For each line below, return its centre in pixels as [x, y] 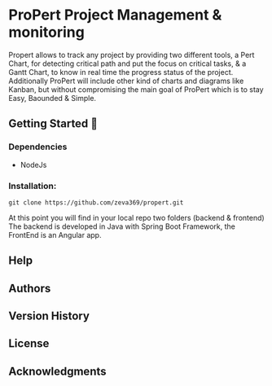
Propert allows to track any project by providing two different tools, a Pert [132, 55]
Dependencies [38, 147]
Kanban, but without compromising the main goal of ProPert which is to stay [136, 89]
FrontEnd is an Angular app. [55, 235]
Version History [49, 316]
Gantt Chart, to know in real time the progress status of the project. [121, 72]
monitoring [47, 32]
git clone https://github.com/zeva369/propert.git [96, 202]
